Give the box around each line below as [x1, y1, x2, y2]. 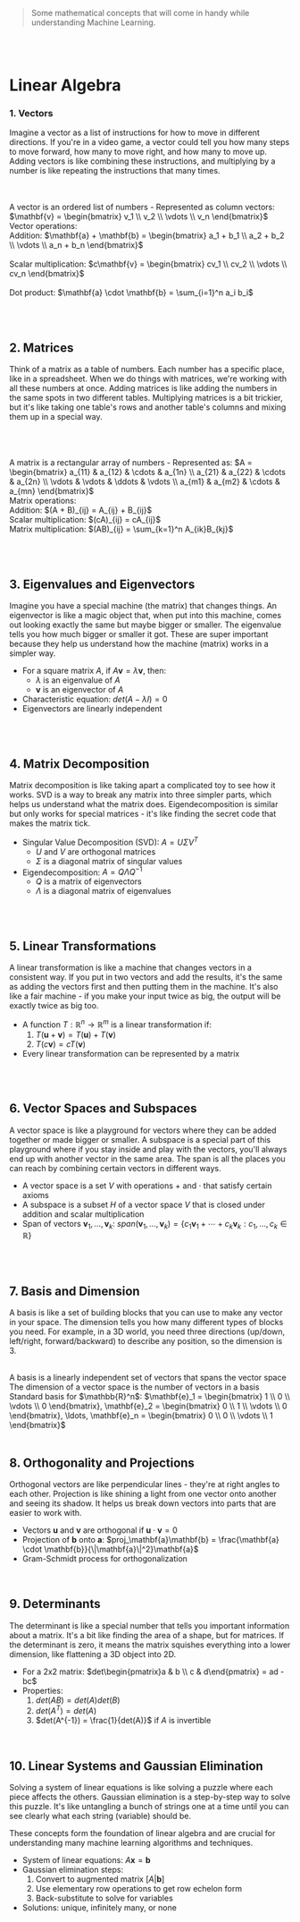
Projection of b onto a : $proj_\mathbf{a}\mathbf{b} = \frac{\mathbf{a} [21, 1534, 279, 1544]
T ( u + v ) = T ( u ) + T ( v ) [35, 1029, 116, 1040]
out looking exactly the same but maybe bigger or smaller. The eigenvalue [9, 619, 282, 630]
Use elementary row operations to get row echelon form [35, 1884, 243, 1894]
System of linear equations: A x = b [21, 1855, 151, 1866]
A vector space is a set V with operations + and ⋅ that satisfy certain [21, 1180, 272, 1191]
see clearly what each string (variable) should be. [9, 1811, 192, 1822]
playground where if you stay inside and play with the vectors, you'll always [9, 1144, 287, 1154]
